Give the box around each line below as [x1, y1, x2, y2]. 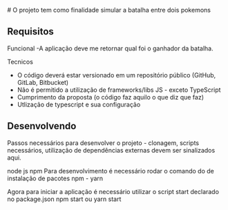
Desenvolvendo [7, 120, 77, 132]
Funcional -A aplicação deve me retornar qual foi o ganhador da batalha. [7, 44, 213, 52]
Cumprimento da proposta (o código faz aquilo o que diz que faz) [17, 93, 204, 101]
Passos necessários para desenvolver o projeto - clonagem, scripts [7, 138, 199, 147]
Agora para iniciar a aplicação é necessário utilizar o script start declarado [7, 187, 220, 195]
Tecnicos [7, 57, 33, 66]
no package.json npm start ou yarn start [7, 195, 122, 203]
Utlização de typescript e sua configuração [17, 100, 141, 108]
